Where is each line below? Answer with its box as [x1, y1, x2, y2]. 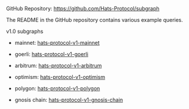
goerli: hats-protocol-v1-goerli [14, 51, 89, 58]
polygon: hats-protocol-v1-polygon [14, 85, 100, 92]
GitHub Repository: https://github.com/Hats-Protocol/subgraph [6, 5, 159, 12]
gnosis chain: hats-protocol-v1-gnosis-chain [14, 97, 123, 103]
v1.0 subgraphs [6, 28, 44, 35]
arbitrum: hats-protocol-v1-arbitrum [14, 62, 102, 69]
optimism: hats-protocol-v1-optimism [14, 74, 105, 80]
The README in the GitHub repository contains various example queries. [6, 16, 183, 23]
